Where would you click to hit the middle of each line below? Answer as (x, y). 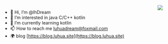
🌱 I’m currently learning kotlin (41, 23)
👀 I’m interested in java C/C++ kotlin (47, 17)
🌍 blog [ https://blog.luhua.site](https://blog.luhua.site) (67, 36)
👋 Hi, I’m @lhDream (30, 12)
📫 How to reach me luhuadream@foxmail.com (59, 28)
